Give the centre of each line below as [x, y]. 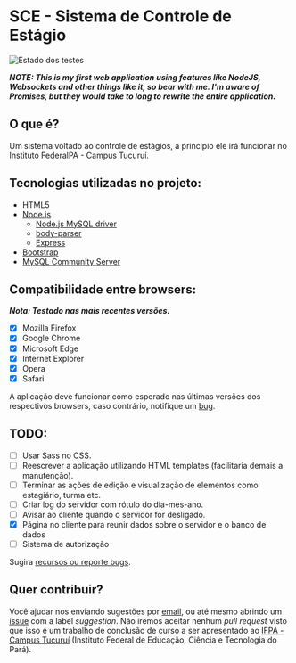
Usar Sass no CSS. [57, 455]
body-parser [58, 233]
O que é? [34, 124]
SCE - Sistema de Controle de [120, 16]
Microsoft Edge [50, 348]
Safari [33, 378]
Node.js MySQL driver [76, 224]
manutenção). [48, 475]
